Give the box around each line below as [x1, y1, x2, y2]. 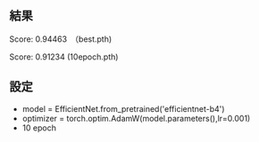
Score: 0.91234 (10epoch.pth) [9, 51, 119, 62]
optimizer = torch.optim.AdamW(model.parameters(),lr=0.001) [21, 113, 251, 123]
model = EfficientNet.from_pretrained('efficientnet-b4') [21, 103, 225, 114]
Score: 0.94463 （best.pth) [9, 34, 113, 44]
